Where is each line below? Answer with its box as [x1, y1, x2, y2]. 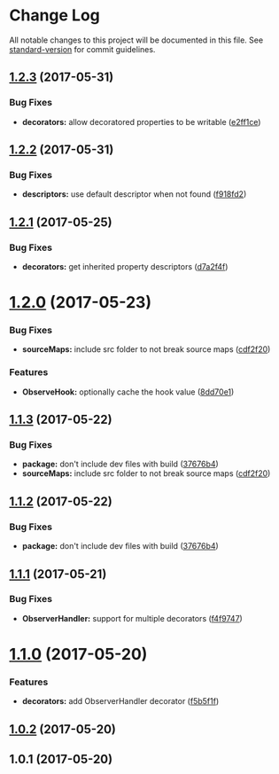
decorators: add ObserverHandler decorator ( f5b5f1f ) [21, 696, 220, 707]
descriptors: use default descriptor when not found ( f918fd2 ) [21, 189, 247, 199]
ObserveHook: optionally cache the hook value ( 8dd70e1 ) [21, 387, 235, 397]
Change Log [9, 5, 100, 26]
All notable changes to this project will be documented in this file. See [9, 35, 264, 45]
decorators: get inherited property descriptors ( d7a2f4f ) [21, 262, 229, 271]
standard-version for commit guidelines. [9, 43, 156, 54]
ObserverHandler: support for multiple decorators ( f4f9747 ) [21, 613, 244, 623]
